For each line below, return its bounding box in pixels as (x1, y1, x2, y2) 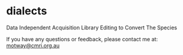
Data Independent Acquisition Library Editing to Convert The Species (6, 24, 178, 31)
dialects (6, 4, 47, 18)
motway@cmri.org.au (6, 42, 60, 49)
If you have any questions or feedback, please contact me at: (6, 35, 158, 42)
